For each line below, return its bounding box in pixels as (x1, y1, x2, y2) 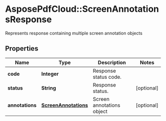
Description (98, 59, 126, 66)
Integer (41, 70, 59, 77)
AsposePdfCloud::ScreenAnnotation (5, 3, 159, 15)
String (41, 85, 56, 91)
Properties (5, 44, 39, 53)
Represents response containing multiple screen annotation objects (5, 30, 143, 36)
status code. (93, 73, 122, 80)
